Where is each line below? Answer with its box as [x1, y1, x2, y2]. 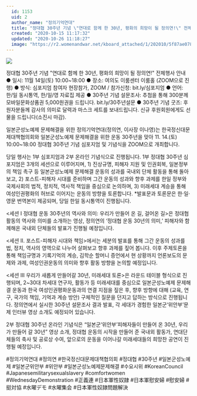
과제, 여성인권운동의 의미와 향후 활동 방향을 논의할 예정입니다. [16, 259, 158, 266]
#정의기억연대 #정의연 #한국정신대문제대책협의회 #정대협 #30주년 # [6, 355, 162, 362]
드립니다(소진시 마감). [16, 113, 66, 121]
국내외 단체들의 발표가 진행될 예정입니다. [21, 224, 114, 231]
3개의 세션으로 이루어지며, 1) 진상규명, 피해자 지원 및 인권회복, [26, 160, 168, 168]
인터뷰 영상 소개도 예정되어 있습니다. [12, 308, 96, 315]
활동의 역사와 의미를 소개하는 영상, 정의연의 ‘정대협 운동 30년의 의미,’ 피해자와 [6, 217, 184, 224]
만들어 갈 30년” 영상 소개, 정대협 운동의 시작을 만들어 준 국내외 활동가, [12, 328, 172, 335]
